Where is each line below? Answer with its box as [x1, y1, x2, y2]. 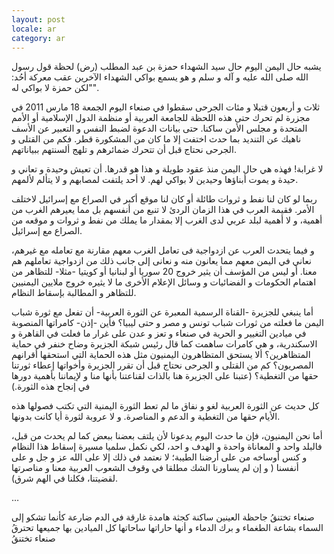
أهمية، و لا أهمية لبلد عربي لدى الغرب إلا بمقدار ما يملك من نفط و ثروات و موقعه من [11, 214, 323, 226]
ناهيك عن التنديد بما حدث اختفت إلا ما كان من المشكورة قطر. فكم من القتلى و [11, 133, 302, 145]
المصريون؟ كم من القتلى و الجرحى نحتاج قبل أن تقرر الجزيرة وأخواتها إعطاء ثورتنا [11, 359, 314, 371]
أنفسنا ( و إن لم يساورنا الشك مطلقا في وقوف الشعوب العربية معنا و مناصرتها [11, 462, 299, 474]
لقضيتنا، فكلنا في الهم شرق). [11, 472, 119, 485]
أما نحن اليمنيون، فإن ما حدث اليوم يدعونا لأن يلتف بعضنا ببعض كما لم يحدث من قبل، [11, 430, 323, 442]
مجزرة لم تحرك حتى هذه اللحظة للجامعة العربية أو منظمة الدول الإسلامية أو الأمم [11, 112, 311, 124]
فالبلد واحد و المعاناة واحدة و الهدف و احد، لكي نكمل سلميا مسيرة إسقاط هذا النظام [11, 441, 323, 453]
